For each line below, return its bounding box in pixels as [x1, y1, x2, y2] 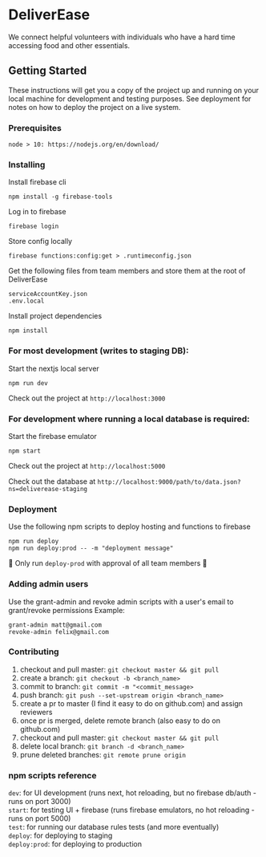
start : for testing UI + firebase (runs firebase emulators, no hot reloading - [8, 805, 255, 815]
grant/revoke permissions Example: [8, 605, 126, 615]
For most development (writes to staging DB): [8, 345, 189, 356]
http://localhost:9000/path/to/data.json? [97, 477, 242, 486]
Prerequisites [8, 122, 62, 133]
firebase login [8, 222, 59, 230]
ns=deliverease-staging [8, 485, 88, 493]
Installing [8, 159, 46, 170]
